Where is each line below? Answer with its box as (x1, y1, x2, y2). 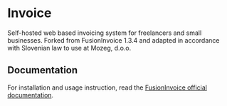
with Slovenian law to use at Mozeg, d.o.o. (7, 43, 132, 52)
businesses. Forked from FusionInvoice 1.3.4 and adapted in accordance (7, 36, 220, 44)
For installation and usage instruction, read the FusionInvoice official (7, 83, 208, 92)
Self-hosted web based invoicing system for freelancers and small (7, 28, 202, 37)
